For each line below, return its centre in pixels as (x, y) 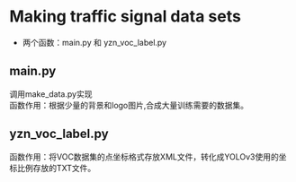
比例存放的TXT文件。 (56, 168)
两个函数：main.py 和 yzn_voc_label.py (94, 42)
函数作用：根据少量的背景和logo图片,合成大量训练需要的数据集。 (129, 105)
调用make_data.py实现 (51, 94)
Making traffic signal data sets (125, 17)
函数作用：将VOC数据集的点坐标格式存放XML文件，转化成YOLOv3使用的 (144, 156)
